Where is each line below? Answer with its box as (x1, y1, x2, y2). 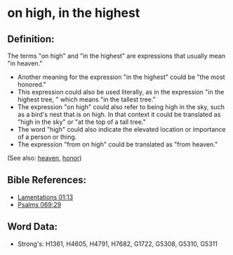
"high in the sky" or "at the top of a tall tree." (17, 118, 146, 126)
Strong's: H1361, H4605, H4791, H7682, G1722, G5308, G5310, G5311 (17, 240, 218, 248)
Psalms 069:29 (17, 200, 62, 209)
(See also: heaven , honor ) (7, 154, 82, 162)
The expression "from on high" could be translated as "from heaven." (17, 140, 218, 149)
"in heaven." (7, 59, 43, 68)
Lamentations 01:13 (17, 192, 74, 201)
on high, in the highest (7, 5, 140, 21)
